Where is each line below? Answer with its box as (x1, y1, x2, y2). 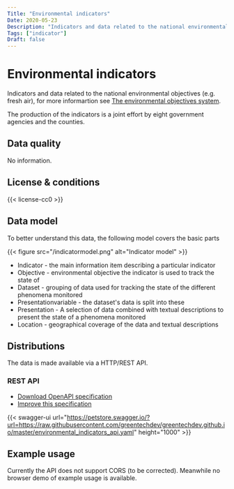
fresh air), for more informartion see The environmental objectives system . (7, 97, 221, 105)
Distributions (7, 340, 65, 352)
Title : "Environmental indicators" (7, 10, 111, 17)
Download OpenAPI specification (17, 392, 113, 400)
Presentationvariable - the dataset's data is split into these (17, 298, 185, 306)
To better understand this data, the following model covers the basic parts (7, 234, 220, 242)
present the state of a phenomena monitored (17, 313, 146, 321)
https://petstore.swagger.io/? (66, 413, 150, 421)
